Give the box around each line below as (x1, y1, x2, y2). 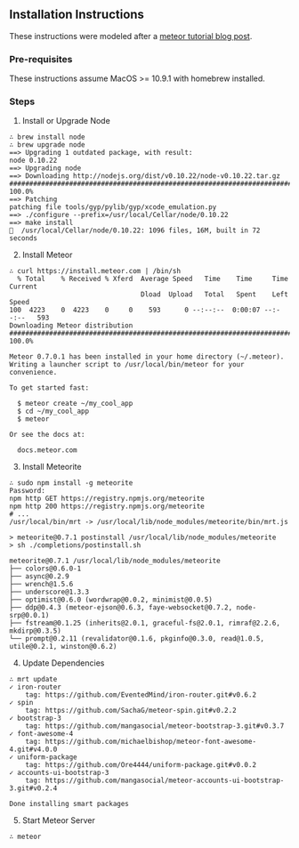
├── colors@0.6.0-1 (9, 564, 82, 573)
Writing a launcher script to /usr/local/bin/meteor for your (9, 360, 245, 369)
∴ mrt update (9, 675, 58, 684)
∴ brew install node (9, 133, 86, 141)
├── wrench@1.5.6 (9, 580, 74, 589)
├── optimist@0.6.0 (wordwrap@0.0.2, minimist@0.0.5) (9, 595, 214, 604)
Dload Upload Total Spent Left (141, 290, 289, 299)
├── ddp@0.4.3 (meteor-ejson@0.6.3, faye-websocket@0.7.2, (9, 603, 233, 612)
